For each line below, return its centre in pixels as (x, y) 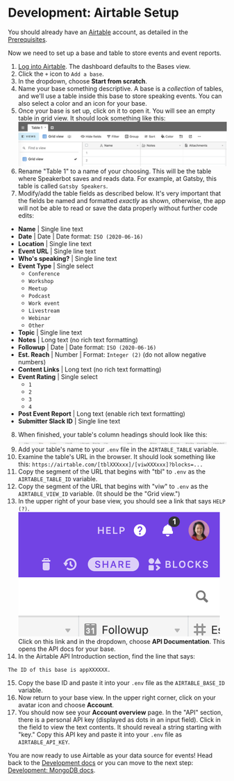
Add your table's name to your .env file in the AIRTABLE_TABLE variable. (118, 449)
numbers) (32, 362)
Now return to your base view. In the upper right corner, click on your (117, 698)
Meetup (38, 289)
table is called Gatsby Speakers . (63, 186)
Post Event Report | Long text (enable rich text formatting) (102, 414)
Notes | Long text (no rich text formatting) (78, 340)
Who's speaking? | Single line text (67, 259)
